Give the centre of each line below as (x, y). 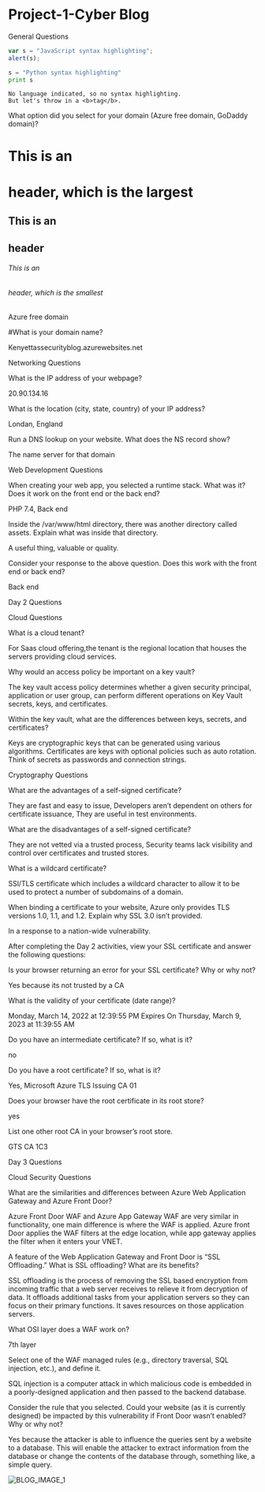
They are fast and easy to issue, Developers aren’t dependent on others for (130, 806)
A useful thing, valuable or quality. (63, 548)
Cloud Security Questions (50, 1178)
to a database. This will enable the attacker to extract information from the (129, 1448)
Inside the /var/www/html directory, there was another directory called (123, 524)
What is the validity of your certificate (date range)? (92, 1001)
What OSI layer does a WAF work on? (69, 1329)
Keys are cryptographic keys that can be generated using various (114, 743)
